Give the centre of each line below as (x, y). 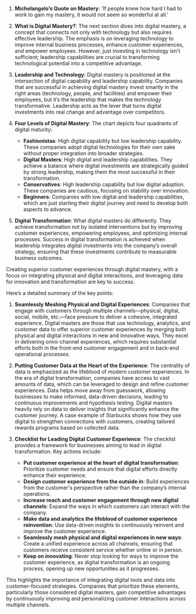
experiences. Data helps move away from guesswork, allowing (90, 390)
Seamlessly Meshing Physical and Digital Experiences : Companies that (102, 304)
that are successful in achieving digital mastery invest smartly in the (96, 87)
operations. (37, 494)
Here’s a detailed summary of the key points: (60, 293)
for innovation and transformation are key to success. (71, 282)
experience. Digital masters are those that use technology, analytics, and (102, 323)
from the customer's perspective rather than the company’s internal (105, 488)
